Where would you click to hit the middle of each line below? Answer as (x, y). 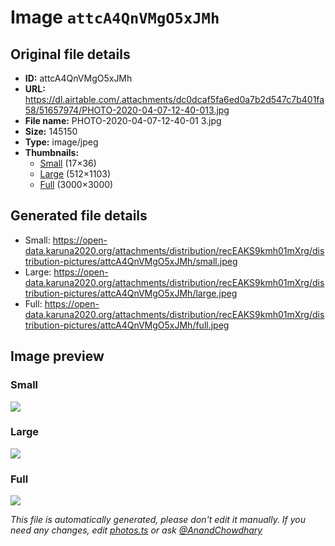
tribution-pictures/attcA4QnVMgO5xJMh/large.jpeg (131, 293)
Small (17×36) (68, 163)
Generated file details (79, 216)
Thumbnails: (52, 152)
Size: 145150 (51, 131)
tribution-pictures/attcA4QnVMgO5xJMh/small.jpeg (131, 261)
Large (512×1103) (75, 174)
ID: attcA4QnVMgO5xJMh (78, 78)
